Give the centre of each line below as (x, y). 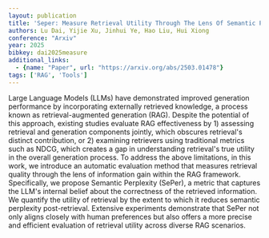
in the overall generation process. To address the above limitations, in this (130, 157)
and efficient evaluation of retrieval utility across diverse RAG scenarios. (127, 225)
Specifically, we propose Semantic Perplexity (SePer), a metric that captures (134, 182)
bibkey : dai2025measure (48, 53)
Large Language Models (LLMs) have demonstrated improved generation (129, 97)
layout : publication (43, 16)
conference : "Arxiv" (43, 38)
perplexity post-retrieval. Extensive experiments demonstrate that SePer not (134, 208)
